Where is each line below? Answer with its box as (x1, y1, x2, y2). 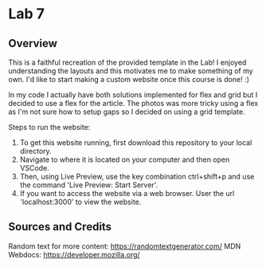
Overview (8, 37, 58, 50)
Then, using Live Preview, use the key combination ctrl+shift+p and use (19, 172, 255, 181)
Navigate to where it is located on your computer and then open (19, 155, 230, 164)
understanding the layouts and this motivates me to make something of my (8, 66, 253, 76)
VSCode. (19, 163, 49, 172)
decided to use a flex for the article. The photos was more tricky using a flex (8, 99, 259, 108)
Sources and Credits (8, 220, 112, 234)
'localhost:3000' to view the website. (19, 197, 142, 206)
